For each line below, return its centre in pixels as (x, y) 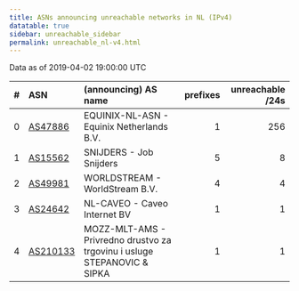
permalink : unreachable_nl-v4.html (75, 42)
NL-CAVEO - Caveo (126, 204)
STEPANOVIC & (116, 263)
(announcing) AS (120, 90)
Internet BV (107, 214)
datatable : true (39, 26)
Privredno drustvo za (127, 240)
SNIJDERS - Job (118, 152)
